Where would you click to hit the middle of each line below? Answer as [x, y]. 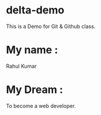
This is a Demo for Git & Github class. [51, 26]
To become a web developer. [41, 106]
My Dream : [34, 90]
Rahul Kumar [21, 66]
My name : [32, 50]
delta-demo [35, 10]
